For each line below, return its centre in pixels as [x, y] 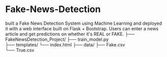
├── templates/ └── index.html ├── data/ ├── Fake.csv [65, 44]
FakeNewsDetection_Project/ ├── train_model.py [57, 39]
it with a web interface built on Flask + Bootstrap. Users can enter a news [82, 28]
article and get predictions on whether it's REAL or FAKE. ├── [70, 34]
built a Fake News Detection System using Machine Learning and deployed [84, 23]
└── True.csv [20, 50]
